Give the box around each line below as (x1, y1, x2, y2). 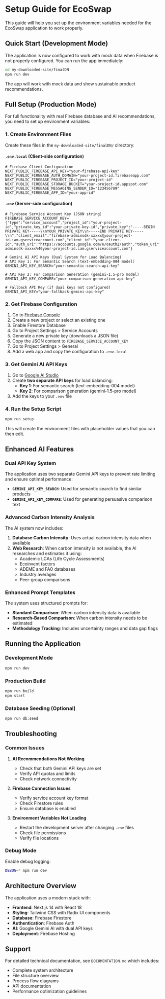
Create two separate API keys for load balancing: (12, 377, 113, 383)
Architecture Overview (5, 882, 77, 890)
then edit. (5, 431, 25, 437)
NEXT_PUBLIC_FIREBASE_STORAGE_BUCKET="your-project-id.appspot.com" (5, 182, 148, 186)
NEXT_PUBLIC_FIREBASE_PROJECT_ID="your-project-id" (5, 177, 113, 182)
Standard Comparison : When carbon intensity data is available (12, 610, 140, 616)
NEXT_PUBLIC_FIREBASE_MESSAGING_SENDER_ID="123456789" (5, 186, 120, 191)
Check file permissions (19, 830, 66, 836)
